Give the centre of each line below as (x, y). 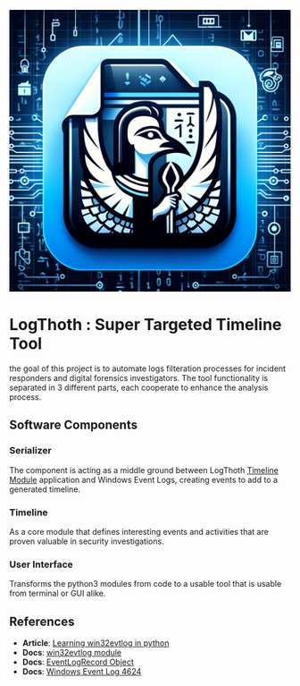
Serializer (30, 451)
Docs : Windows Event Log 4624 (82, 672)
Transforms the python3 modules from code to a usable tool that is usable (146, 584)
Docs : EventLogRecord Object (78, 662)
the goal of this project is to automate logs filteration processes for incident (148, 368)
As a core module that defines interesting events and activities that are (139, 531)
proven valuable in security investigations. (87, 541)
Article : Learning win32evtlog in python (96, 643)
